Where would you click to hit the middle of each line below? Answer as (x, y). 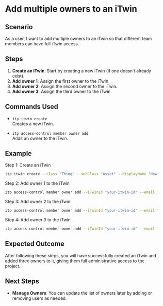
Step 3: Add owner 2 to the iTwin (38, 202)
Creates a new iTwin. (33, 124)
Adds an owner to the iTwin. (40, 138)
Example (18, 153)
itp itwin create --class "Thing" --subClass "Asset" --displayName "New (81, 174)
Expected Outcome (35, 244)
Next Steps (22, 281)
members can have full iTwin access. (42, 44)
